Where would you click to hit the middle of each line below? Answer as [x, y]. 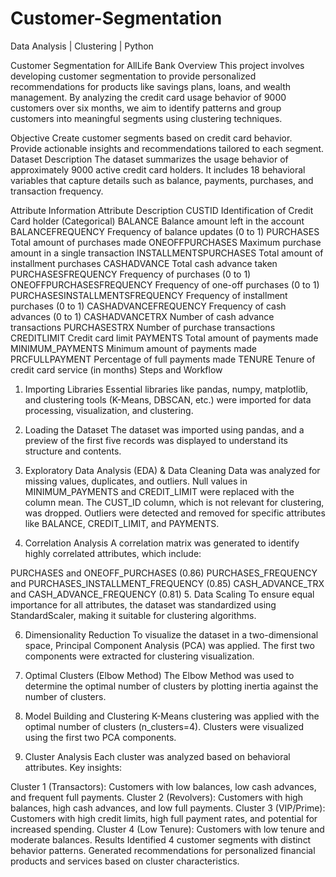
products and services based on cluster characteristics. [125, 861]
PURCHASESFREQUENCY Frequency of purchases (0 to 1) [131, 274]
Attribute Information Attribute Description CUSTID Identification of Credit [162, 210]
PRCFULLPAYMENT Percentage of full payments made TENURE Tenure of [163, 359]
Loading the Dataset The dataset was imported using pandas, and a [164, 429]
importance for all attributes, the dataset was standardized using [143, 604]
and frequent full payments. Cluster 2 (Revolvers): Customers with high [156, 797]
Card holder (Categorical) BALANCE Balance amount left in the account [157, 221]
